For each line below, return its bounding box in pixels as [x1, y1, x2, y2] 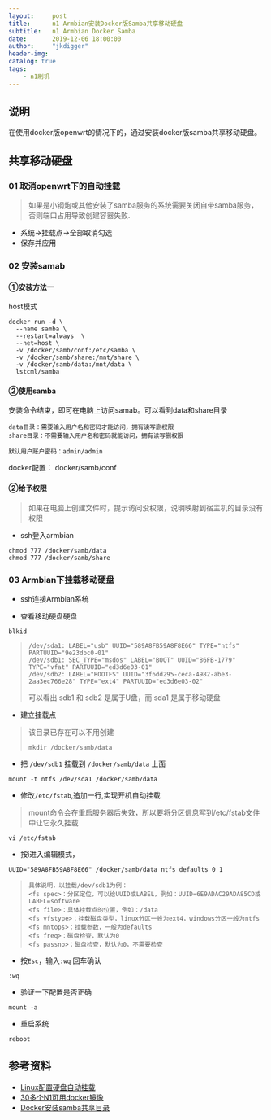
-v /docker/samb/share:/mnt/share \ [15, 353, 140, 362]
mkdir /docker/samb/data [28, 743, 113, 751]
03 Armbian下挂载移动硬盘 [8, 574, 115, 585]
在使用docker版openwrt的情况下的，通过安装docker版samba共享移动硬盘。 [8, 128, 262, 138]
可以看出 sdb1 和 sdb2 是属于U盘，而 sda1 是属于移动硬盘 [28, 693, 221, 702]
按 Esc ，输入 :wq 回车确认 [19, 956, 101, 965]
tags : [8, 65, 27, 73]
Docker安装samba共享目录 [19, 1102, 110, 1112]
